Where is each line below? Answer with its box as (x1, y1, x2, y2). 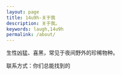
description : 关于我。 (6, 20, 60, 26)
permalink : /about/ (6, 32, 56, 38)
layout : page (6, 9, 40, 15)
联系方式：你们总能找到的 (6, 62, 71, 70)
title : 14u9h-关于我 (6, 15, 56, 21)
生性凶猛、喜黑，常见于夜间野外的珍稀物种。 (6, 49, 119, 57)
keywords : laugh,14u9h (6, 26, 64, 32)
